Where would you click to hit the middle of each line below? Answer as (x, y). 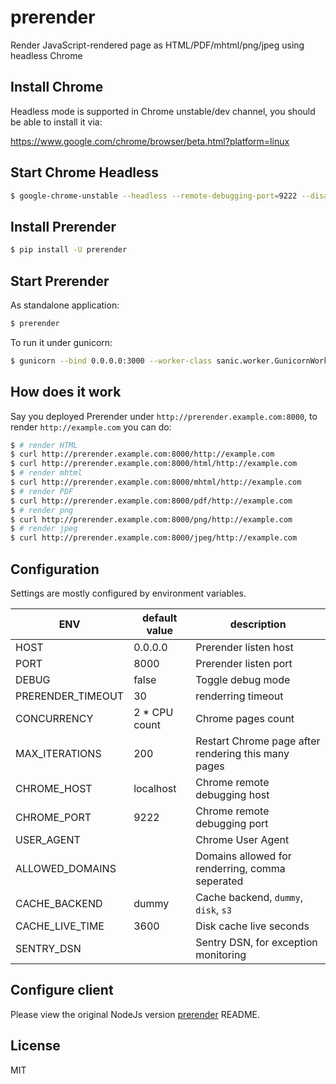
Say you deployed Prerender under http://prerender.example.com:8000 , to (164, 416)
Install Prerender (63, 226)
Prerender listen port (244, 663)
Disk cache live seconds (252, 926)
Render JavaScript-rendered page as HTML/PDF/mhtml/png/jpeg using (157, 45)
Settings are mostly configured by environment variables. (128, 593)
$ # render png (42, 510)
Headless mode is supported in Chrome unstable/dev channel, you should (163, 111)
